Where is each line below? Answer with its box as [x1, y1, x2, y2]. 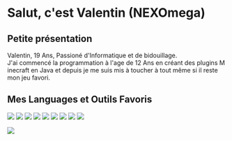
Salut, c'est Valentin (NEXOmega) [7, 5, 206, 21]
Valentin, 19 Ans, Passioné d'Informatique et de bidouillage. [7, 51, 178, 59]
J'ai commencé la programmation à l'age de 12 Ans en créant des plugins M [7, 59, 225, 67]
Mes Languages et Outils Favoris [7, 94, 153, 105]
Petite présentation [7, 33, 93, 45]
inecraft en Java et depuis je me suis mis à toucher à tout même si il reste [7, 66, 218, 74]
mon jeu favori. [7, 73, 51, 82]
